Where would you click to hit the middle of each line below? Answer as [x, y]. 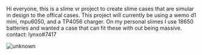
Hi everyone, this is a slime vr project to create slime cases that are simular [100, 9]
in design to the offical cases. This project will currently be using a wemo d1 [101, 15]
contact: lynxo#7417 [31, 34]
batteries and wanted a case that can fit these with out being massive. [94, 28]
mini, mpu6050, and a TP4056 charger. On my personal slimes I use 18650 [100, 21]
